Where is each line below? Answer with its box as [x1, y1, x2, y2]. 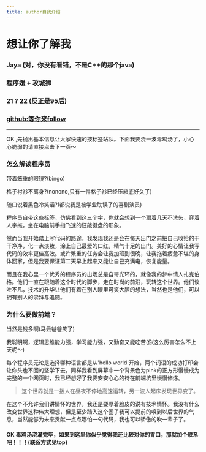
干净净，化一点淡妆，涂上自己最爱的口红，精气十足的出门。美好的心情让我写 [6, 243, 200, 250]
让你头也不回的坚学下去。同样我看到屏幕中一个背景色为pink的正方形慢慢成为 [6, 367, 200, 374]
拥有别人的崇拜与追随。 [6, 293, 66, 301]
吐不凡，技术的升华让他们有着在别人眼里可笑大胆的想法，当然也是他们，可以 [6, 286, 200, 293]
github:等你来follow [6, 115, 66, 123]
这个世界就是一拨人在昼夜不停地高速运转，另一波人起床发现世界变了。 [21, 387, 199, 395]
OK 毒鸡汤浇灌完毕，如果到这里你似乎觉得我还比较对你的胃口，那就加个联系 [6, 431, 199, 439]
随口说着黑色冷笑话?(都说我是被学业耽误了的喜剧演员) [6, 201, 142, 208]
